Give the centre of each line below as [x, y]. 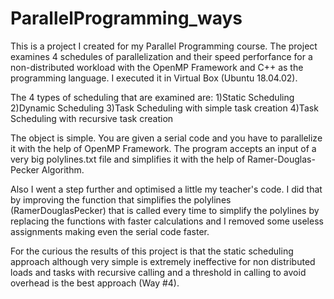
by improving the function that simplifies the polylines [121, 199]
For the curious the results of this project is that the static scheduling [152, 251]
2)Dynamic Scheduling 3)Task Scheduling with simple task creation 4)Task [164, 108]
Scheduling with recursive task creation [92, 118]
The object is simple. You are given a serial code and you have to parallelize [166, 138]
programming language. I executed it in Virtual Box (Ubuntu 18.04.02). [154, 78]
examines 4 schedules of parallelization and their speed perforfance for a [161, 56]
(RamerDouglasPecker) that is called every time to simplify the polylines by [165, 210]
